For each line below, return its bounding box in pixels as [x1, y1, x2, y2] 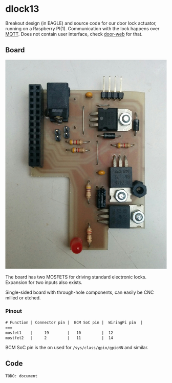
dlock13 [5, 3, 39, 15]
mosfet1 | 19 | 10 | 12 [5, 330, 114, 335]
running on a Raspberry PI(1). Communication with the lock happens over [5, 25, 160, 31]
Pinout [5, 308, 22, 315]
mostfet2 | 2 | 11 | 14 [5, 335, 114, 340]
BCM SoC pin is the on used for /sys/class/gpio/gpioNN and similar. [5, 344, 148, 350]
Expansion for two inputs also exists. [5, 279, 83, 286]
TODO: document [5, 374, 38, 379]
